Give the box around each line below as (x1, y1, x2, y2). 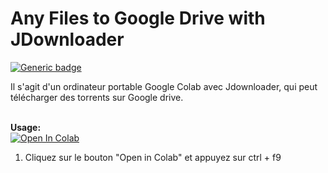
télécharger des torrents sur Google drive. (10, 91, 184, 103)
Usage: (10, 121, 42, 133)
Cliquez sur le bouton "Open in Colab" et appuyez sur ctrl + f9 (24, 151, 282, 163)
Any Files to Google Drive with (10, 7, 266, 30)
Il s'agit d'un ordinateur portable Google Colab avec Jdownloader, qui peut (10, 80, 318, 92)
